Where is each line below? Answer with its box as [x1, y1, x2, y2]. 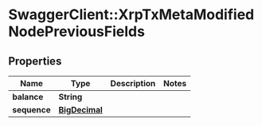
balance [12, 92, 44, 102]
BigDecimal [58, 104, 104, 115]
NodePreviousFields [8, 22, 146, 41]
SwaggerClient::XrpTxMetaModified [8, 6, 255, 24]
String [58, 92, 83, 102]
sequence [12, 104, 51, 115]
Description [110, 78, 156, 89]
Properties [8, 54, 62, 68]
